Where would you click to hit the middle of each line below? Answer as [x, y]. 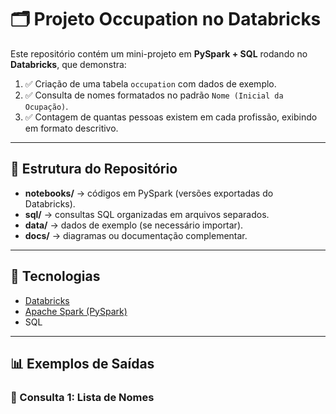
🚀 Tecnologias [55, 276]
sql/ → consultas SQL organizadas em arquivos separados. [147, 214]
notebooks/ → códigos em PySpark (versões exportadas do [149, 193]
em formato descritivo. [71, 128]
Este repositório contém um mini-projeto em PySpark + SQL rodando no [159, 53]
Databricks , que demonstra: [68, 64]
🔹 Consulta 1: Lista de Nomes [82, 397]
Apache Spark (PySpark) [76, 311]
